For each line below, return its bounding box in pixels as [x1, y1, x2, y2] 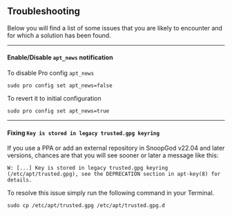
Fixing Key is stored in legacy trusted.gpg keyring [7, 128, 160, 137]
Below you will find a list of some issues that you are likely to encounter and [7, 23, 223, 32]
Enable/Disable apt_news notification [7, 53, 113, 61]
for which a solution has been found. [7, 31, 112, 39]
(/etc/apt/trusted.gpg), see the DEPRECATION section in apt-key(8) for [7, 170, 221, 178]
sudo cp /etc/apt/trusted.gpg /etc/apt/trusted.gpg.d [7, 202, 166, 209]
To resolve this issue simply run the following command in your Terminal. [7, 189, 215, 197]
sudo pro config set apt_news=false [7, 82, 113, 89]
